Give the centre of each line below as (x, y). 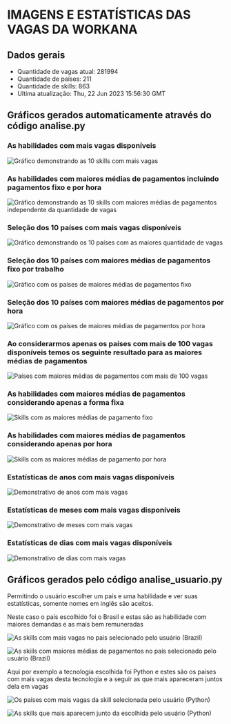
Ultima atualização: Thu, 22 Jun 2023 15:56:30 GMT (91, 94)
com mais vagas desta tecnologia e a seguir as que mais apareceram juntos (115, 679)
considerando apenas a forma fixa (66, 403)
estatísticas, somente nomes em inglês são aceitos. (80, 604)
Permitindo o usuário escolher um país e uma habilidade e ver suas (102, 596)
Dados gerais (36, 55)
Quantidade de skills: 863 (53, 86)
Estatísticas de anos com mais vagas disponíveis (91, 477)
